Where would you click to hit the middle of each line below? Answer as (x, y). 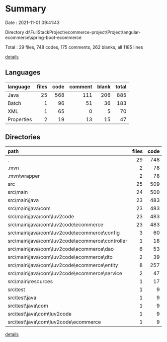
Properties (20, 119)
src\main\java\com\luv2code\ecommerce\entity (63, 265)
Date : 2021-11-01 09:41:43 (32, 22)
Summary (26, 9)
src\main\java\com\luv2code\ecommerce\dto (60, 257)
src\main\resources (30, 281)
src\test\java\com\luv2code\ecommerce (54, 322)
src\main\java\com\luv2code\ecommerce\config (64, 233)
